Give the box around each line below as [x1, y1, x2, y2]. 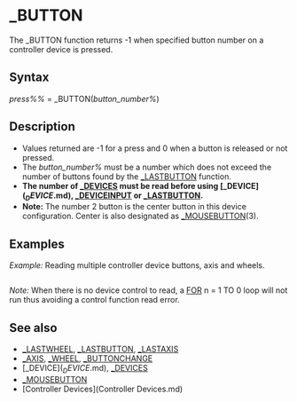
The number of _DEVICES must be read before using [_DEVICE [21, 180, 256, 191]
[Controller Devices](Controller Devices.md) [21, 383, 184, 394]
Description [9, 119, 75, 134]
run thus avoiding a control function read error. [9, 295, 180, 305]
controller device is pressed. [9, 43, 113, 54]
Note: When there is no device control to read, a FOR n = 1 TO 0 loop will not [9, 285, 288, 296]
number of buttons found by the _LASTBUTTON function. [21, 170, 232, 182]
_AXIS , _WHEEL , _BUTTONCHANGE [21, 352, 153, 364]
